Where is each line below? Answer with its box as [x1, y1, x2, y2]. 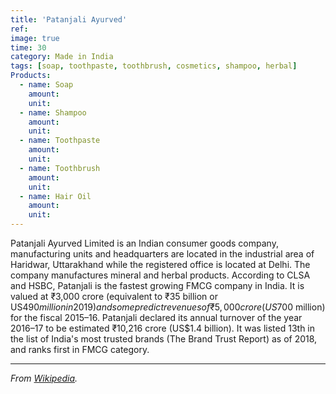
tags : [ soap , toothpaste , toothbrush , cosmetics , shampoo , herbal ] [10, 61, 298, 71]
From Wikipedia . [10, 372, 78, 384]
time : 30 [10, 42, 47, 53]
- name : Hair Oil [19, 191, 92, 201]
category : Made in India [10, 52, 114, 62]
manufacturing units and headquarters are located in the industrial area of [10, 248, 315, 260]
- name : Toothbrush [19, 163, 101, 173]
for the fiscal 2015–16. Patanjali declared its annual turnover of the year [10, 312, 303, 323]
